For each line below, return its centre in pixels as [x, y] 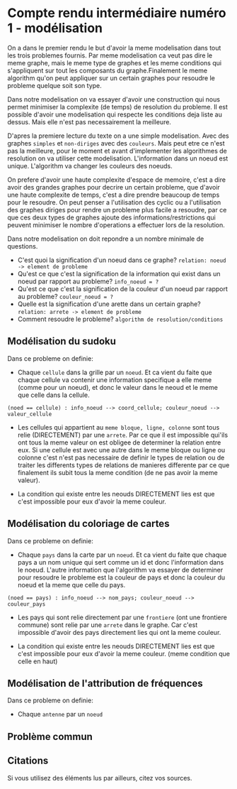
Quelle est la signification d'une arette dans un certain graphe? [109, 304]
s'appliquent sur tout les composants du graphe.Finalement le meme [107, 70]
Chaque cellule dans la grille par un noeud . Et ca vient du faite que [115, 372]
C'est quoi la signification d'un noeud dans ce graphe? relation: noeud [122, 260]
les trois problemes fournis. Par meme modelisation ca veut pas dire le [110, 55]
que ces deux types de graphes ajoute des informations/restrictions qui [111, 217]
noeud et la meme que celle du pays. [71, 584]
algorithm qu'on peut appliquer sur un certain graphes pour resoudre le [111, 78]
